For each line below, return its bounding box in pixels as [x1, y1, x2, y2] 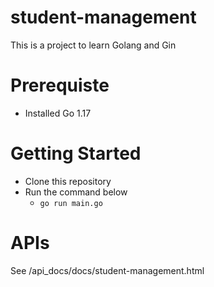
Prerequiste [10, 74, 110, 97]
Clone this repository [24, 175, 112, 187]
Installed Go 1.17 [24, 107, 92, 119]
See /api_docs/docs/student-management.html [10, 264, 205, 276]
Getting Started [10, 142, 142, 165]
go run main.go [39, 198, 103, 208]
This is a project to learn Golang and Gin [10, 39, 177, 51]
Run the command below [24, 186, 128, 198]
